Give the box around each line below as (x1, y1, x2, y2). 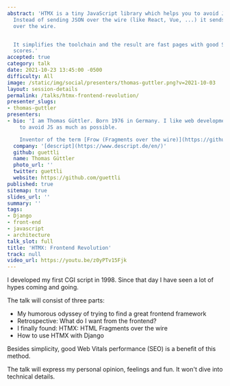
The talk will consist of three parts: (7, 296, 105, 305)
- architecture (7, 231, 51, 238)
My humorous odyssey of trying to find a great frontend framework (16, 309, 207, 318)
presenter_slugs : (7, 99, 57, 105)
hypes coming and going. (7, 283, 79, 292)
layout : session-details (7, 86, 78, 92)
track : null (7, 250, 41, 257)
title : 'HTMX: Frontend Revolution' (7, 244, 112, 251)
